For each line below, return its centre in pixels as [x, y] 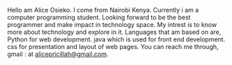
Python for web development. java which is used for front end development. [116, 39]
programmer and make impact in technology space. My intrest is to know [112, 25]
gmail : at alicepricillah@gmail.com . [58, 54]
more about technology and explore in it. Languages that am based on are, [114, 32]
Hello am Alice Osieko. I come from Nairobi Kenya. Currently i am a [103, 10]
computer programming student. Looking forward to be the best [99, 17]
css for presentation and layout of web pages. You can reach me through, [113, 47]
